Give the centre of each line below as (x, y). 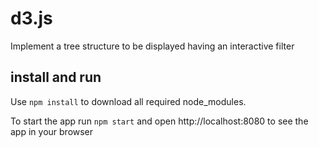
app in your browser (52, 131)
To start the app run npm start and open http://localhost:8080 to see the (159, 121)
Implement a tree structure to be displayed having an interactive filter (152, 46)
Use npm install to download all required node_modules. (128, 101)
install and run (56, 77)
